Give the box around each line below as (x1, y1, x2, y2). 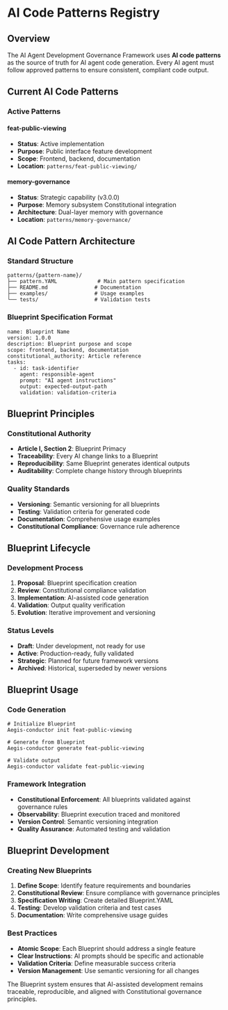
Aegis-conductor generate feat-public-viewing (7, 745, 145, 752)
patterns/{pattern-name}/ (7, 272, 82, 279)
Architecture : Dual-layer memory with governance (17, 207, 163, 216)
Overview (7, 33, 51, 45)
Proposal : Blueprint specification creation (17, 579, 137, 587)
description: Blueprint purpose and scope (7, 340, 132, 347)
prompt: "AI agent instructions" (19, 377, 117, 384)
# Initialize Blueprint (7, 721, 76, 728)
